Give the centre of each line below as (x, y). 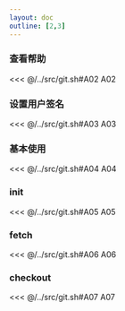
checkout (30, 277)
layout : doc (31, 17)
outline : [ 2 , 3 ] (37, 26)
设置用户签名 (37, 104)
